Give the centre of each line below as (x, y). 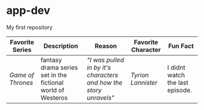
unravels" (101, 97)
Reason (106, 46)
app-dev (28, 11)
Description (61, 46)
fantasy (51, 60)
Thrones (21, 82)
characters (103, 75)
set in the (54, 75)
